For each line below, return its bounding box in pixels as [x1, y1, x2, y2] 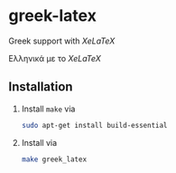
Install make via [21, 103, 76, 114]
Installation [8, 79, 73, 95]
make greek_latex [21, 155, 88, 164]
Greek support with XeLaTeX [8, 35, 116, 46]
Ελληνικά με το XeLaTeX [8, 53, 101, 63]
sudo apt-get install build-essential [21, 120, 168, 130]
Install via [21, 137, 58, 148]
